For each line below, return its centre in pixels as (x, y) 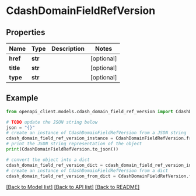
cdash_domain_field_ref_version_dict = (55, 165)
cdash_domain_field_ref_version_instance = (60, 138)
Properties (26, 32)
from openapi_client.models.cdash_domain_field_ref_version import (90, 111)
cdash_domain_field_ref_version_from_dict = (61, 176)
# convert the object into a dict (48, 160)
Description (68, 49)
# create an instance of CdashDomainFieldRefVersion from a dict (87, 170)
